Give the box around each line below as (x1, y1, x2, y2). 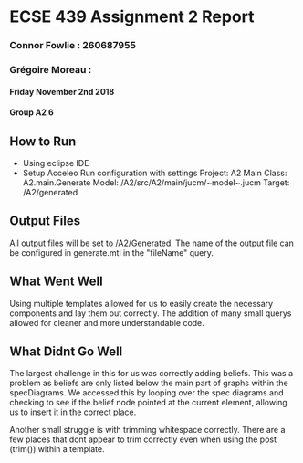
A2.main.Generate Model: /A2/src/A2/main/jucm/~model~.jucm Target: (22, 177, 290, 188)
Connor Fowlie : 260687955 (9, 39, 137, 52)
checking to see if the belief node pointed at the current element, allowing (9, 397, 287, 408)
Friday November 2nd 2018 (9, 86, 115, 97)
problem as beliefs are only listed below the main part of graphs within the (9, 377, 289, 389)
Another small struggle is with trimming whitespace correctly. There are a (9, 425, 286, 436)
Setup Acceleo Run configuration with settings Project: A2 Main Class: (22, 167, 287, 179)
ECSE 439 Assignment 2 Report (9, 6, 255, 27)
